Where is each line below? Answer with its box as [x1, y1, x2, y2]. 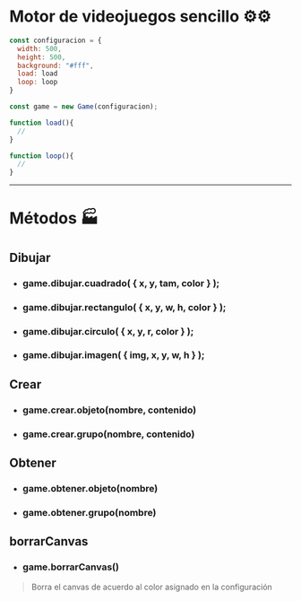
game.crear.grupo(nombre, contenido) [21, 428, 195, 440]
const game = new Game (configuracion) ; [9, 102, 159, 111]
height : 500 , [17, 52, 66, 62]
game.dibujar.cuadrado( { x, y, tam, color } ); [21, 276, 220, 289]
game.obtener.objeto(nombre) [21, 483, 159, 494]
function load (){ [9, 118, 74, 127]
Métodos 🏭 [9, 208, 99, 229]
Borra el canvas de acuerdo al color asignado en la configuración [30, 581, 273, 592]
